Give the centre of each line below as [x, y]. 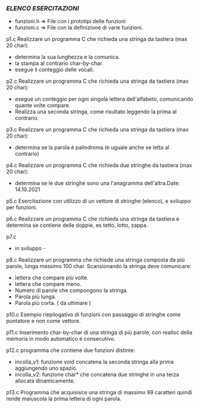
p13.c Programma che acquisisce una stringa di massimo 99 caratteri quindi [99, 393]
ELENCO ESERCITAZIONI [43, 8]
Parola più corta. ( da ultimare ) [53, 303]
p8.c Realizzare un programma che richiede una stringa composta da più [96, 260]
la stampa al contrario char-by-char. [59, 63]
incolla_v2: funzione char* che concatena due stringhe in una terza [97, 375]
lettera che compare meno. [48, 284]
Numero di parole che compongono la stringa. [71, 291]
